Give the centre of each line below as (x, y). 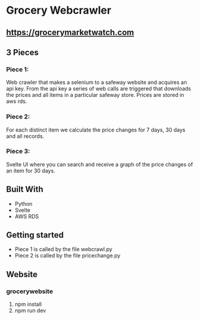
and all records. (25, 136)
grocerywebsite (30, 291)
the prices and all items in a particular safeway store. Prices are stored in (95, 95)
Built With (25, 189)
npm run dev (30, 310)
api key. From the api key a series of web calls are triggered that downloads (99, 89)
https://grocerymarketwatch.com (70, 32)
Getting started (35, 235)
